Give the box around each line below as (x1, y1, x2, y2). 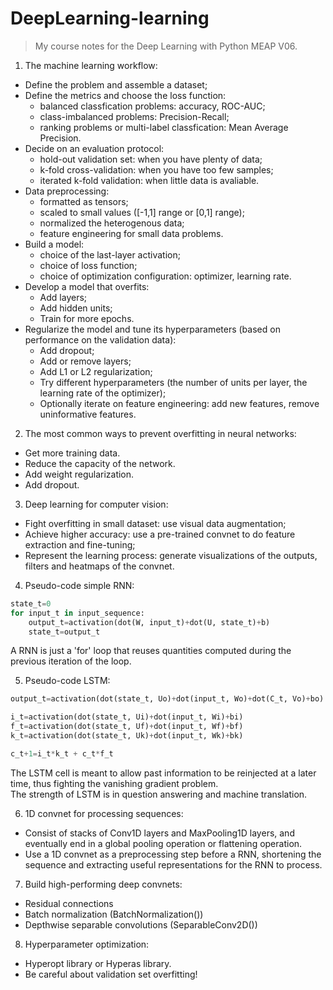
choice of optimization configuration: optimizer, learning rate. (39, 270, 292, 282)
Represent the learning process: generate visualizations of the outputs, (24, 549, 318, 561)
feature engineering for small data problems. (39, 227, 224, 239)
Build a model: (24, 238, 85, 250)
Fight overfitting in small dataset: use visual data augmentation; (24, 517, 287, 529)
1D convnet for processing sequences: (24, 807, 184, 819)
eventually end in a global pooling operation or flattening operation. (24, 837, 303, 849)
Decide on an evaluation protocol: (24, 142, 165, 154)
